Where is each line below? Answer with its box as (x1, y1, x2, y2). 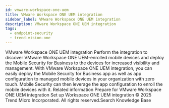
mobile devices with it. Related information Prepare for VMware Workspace (5, 86, 162, 92)
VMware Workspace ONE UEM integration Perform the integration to (5, 49, 148, 55)
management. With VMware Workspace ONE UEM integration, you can (5, 65, 152, 71)
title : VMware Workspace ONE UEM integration (5, 12, 102, 17)
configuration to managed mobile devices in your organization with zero (5, 76, 155, 82)
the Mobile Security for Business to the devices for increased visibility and (5, 60, 160, 66)
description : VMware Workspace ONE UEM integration (5, 21, 116, 27)
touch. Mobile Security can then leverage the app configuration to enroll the (5, 81, 163, 87)
